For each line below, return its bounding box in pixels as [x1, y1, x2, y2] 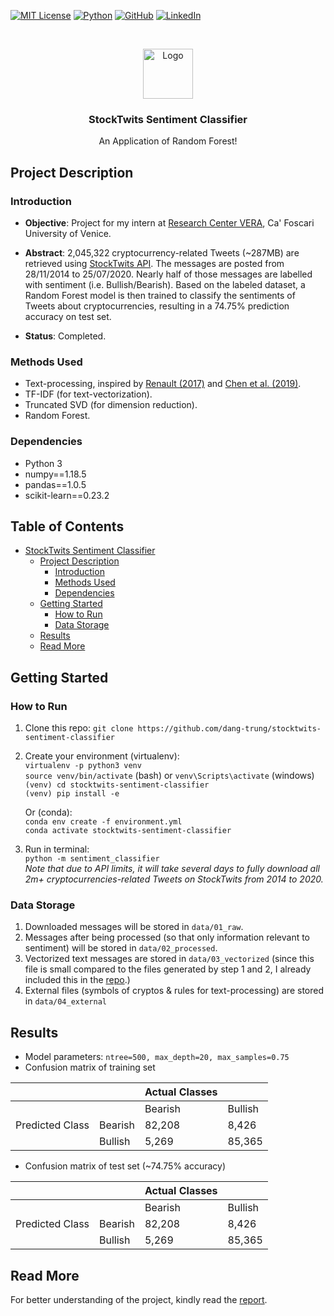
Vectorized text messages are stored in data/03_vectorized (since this [24, 953, 315, 965]
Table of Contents [10, 518, 125, 535]
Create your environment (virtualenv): [24, 750, 180, 762]
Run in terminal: [24, 843, 90, 855]
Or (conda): [24, 806, 73, 819]
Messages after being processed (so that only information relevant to [24, 931, 311, 944]
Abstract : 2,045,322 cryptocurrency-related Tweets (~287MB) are [24, 246, 300, 259]
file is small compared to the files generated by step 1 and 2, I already [24, 963, 312, 975]
